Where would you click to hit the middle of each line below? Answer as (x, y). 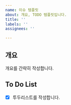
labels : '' (17, 24)
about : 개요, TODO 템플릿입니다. (36, 15)
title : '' (16, 19)
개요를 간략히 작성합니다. (29, 68)
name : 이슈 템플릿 (22, 10)
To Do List (21, 84)
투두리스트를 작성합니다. (36, 97)
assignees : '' (20, 29)
